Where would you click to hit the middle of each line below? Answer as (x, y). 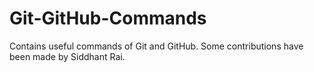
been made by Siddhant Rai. (67, 56)
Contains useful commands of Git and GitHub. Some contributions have (156, 46)
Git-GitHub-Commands (108, 18)
